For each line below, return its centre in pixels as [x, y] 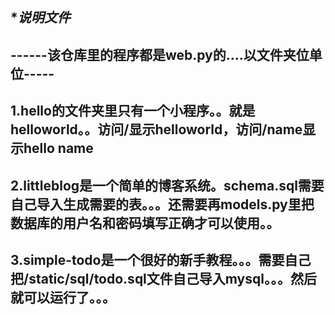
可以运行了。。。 [69, 297]
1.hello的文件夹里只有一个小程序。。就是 [133, 111]
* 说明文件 [40, 18]
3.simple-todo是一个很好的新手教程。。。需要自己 [161, 259]
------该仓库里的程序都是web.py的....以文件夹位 [160, 54]
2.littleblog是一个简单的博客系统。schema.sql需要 [167, 185]
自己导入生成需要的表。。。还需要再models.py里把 [162, 204]
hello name [58, 148]
